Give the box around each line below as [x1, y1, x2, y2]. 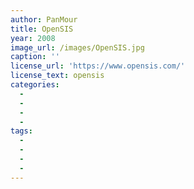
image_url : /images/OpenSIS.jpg [10, 42, 145, 53]
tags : [10, 126, 33, 136]
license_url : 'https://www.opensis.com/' [10, 61, 186, 71]
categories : [10, 80, 60, 90]
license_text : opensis [10, 71, 105, 81]
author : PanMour [10, 14, 78, 25]
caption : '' [10, 52, 60, 62]
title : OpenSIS [10, 24, 74, 34]
